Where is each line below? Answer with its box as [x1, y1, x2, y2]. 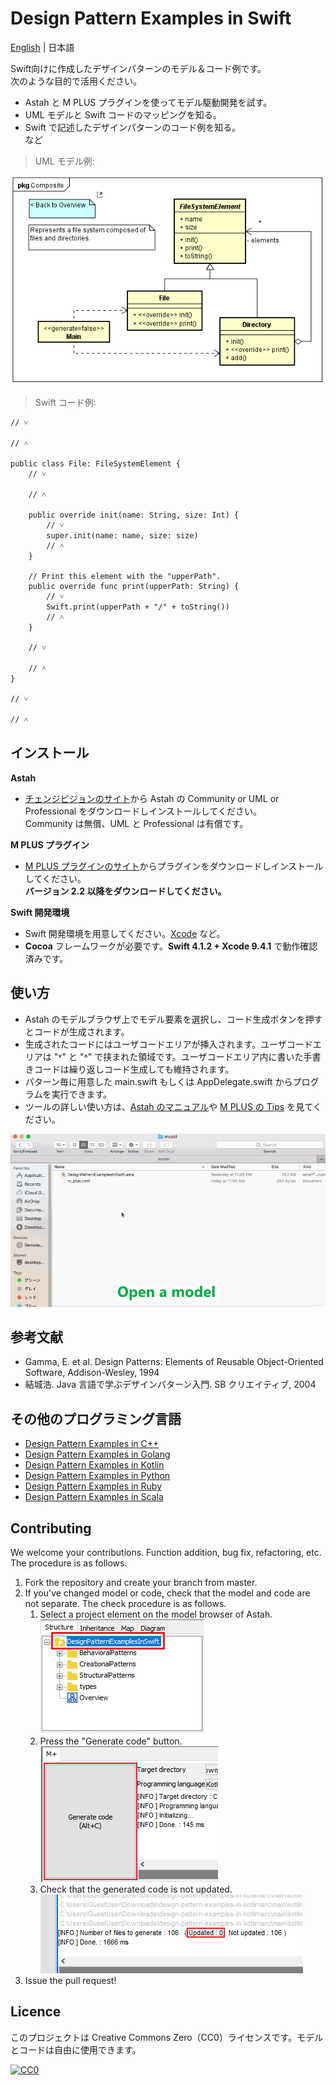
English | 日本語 [10, 41, 75, 53]
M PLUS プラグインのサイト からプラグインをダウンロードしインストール [24, 860, 324, 872]
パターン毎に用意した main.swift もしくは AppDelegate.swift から [24, 1075, 293, 1087]
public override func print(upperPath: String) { [28, 582, 240, 592]
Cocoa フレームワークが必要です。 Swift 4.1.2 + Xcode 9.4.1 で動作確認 [24, 940, 318, 952]
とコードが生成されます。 [24, 1025, 130, 1037]
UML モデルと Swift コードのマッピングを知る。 [24, 108, 222, 121]
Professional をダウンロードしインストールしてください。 [24, 805, 263, 817]
